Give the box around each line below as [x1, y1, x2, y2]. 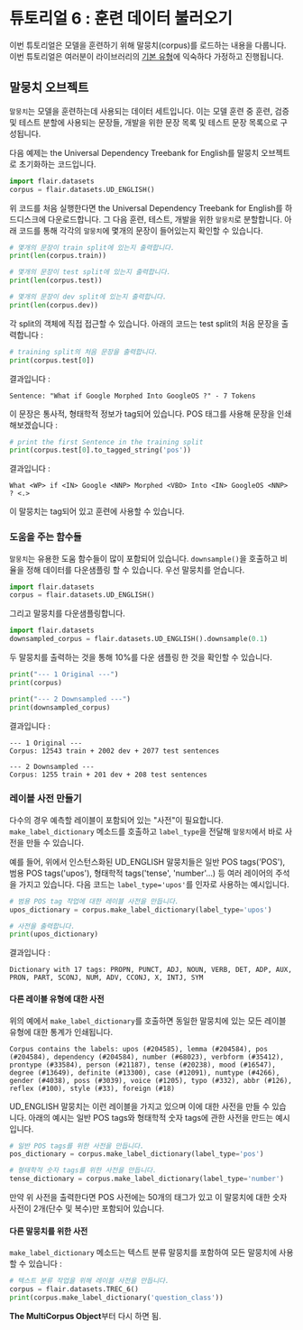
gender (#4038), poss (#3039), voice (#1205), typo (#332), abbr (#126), [9, 1076, 293, 1085]
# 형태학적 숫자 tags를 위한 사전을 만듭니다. [9, 1166, 157, 1175]
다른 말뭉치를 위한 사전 [9, 1225, 88, 1236]
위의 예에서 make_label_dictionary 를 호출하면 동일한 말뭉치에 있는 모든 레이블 [9, 1015, 287, 1026]
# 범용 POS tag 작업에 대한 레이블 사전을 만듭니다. [9, 896, 179, 906]
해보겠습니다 [9, 419, 54, 430]
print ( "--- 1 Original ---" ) [9, 670, 119, 679]
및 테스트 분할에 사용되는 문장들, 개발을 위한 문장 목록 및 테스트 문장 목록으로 [9, 116, 279, 127]
